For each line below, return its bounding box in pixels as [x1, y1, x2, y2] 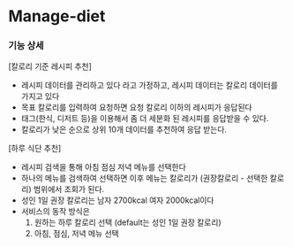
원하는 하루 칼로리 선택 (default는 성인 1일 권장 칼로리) [34, 217, 222, 228]
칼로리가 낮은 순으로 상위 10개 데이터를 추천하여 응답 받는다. [20, 124, 227, 135]
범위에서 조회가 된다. [33, 184, 105, 195]
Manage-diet [8, 6, 106, 27]
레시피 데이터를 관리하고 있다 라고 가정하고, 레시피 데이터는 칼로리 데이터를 [20, 80, 279, 90]
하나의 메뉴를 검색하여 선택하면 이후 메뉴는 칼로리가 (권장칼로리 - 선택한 [20, 173, 268, 183]
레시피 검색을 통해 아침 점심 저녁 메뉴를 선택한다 [20, 162, 186, 173]
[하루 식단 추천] [8, 143, 62, 154]
